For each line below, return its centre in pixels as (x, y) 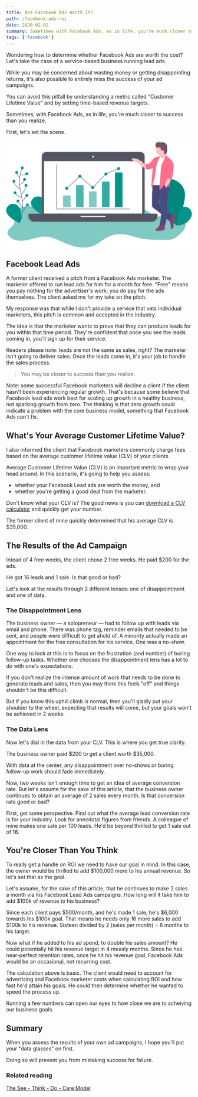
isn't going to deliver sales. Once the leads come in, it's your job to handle (96, 357)
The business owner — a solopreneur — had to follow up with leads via (93, 623)
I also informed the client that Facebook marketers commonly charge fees (96, 450)
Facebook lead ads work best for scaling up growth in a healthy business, (96, 398)
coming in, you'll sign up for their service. (57, 339)
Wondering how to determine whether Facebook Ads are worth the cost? (95, 55)
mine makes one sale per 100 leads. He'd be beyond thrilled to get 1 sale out (98, 825)
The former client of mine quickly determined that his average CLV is (90, 521)
